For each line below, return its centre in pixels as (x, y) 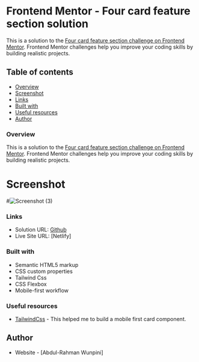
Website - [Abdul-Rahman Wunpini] (59, 352)
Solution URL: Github (41, 230)
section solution (47, 24)
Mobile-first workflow (42, 290)
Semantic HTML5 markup (47, 265)
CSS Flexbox (31, 284)
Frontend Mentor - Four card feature (98, 11)
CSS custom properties (44, 271)
